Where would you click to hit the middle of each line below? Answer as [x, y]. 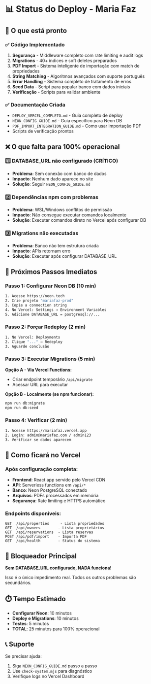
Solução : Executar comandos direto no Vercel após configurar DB [79, 220]
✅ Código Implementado [35, 44]
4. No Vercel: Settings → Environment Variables [56, 310]
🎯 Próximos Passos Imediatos [51, 272]
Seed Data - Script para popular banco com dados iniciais [71, 87]
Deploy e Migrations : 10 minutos [45, 618]
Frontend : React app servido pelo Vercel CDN [59, 480]
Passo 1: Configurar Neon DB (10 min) [51, 286]
